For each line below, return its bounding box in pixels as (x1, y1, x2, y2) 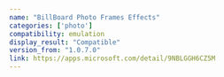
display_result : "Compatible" (9, 37, 121, 47)
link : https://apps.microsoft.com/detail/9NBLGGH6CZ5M (9, 54, 216, 63)
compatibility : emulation (9, 29, 104, 38)
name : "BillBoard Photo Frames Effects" (9, 12, 161, 22)
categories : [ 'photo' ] (9, 21, 93, 30)
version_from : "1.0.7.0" (9, 46, 101, 55)
